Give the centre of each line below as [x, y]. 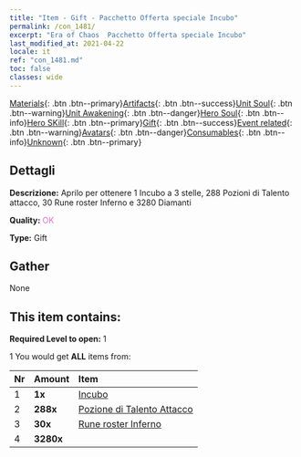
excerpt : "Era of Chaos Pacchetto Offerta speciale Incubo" [128, 35]
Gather [30, 266]
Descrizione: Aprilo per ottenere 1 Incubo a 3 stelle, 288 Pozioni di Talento [150, 192]
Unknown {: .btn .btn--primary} [84, 141]
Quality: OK [32, 220]
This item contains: [65, 317]
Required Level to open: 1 [58, 339]
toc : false [30, 69]
